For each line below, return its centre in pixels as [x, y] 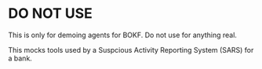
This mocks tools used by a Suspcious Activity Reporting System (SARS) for [131, 50]
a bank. [20, 58]
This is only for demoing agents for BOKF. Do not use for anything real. [123, 35]
